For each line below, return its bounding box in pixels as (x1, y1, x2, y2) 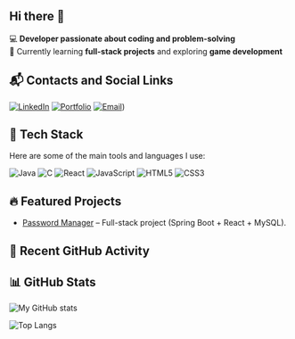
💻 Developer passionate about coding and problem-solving (9, 33, 236, 44)
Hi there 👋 (9, 9, 65, 24)
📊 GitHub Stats (9, 275, 96, 290)
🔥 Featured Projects (9, 194, 122, 209)
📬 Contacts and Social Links (9, 73, 174, 88)
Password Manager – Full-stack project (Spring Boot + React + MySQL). (21, 218, 287, 228)
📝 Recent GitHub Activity (9, 243, 150, 259)
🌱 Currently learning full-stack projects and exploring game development (9, 45, 283, 56)
